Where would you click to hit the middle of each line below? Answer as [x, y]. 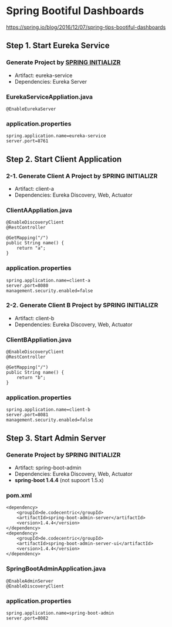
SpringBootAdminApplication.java [56, 569]
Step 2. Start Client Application [64, 159]
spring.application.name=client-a [48, 280]
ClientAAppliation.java [39, 210]
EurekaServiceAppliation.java [49, 97]
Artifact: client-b [34, 318]
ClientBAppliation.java [39, 340]
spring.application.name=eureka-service [56, 136]
